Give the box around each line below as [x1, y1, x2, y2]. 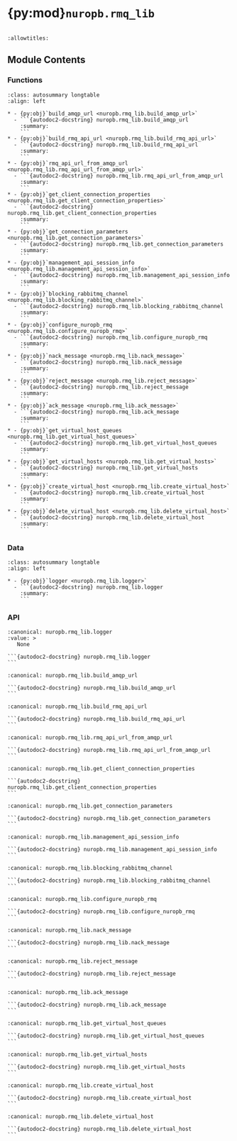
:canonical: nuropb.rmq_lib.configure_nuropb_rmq [7, 896, 158, 903]
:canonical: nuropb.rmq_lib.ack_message [7, 989, 129, 996]
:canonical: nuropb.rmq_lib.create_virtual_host [7, 1082, 154, 1089]
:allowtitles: [7, 34, 50, 42]
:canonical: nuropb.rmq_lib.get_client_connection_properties [7, 765, 195, 773]
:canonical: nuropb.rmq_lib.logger [7, 628, 113, 636]
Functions [7, 75, 43, 85]
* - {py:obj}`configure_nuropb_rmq [7, 321, 113, 328]
